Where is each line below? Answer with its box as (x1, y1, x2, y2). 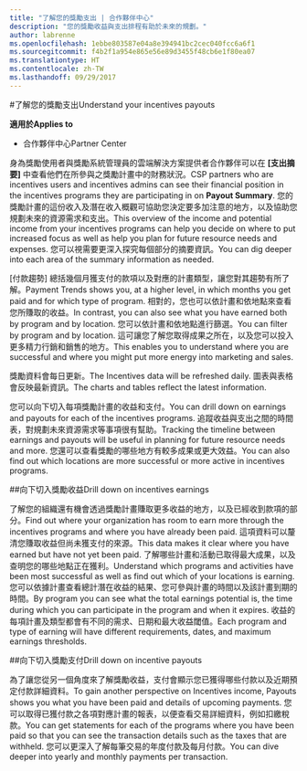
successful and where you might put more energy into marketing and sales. (9, 351, 294, 362)
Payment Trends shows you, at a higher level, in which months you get (26, 284, 291, 295)
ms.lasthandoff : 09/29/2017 (9, 73, 117, 82)
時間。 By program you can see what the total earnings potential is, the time (9, 593, 293, 604)
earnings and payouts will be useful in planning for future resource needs (9, 434, 286, 445)
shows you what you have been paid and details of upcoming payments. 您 (9, 696, 292, 708)
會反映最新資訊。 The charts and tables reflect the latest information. (9, 381, 267, 393)
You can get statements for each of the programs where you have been (26, 719, 295, 731)
